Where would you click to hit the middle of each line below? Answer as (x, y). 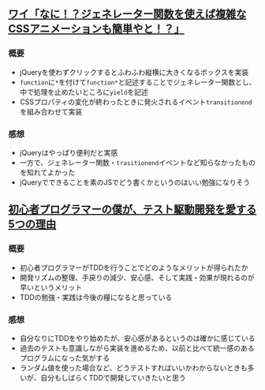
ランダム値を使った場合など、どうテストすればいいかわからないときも (134, 367)
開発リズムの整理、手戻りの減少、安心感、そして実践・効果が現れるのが (137, 277)
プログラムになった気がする (65, 358)
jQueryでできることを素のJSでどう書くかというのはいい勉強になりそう (135, 182)
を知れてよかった (47, 172)
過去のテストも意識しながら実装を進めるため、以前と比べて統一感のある (137, 348)
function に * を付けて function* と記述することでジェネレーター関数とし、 (138, 82)
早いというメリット (51, 287)
